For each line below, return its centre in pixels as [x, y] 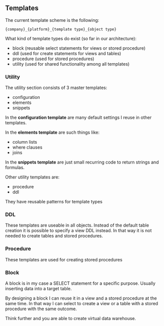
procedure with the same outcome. [41, 309]
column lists [25, 142]
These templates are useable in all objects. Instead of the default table [77, 225]
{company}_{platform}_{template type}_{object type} [61, 29]
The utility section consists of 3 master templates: [56, 88]
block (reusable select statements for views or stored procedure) [79, 48]
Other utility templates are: [32, 177]
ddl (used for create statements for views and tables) [67, 53]
